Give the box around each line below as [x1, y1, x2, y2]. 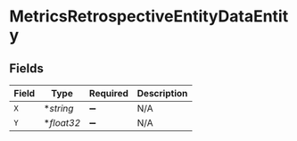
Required [88, 87, 129, 99]
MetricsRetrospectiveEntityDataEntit [9, 6, 289, 27]
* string [43, 103, 74, 114]
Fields [9, 61, 45, 76]
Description [136, 87, 188, 99]
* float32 [43, 117, 81, 129]
